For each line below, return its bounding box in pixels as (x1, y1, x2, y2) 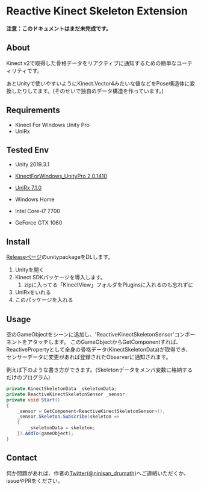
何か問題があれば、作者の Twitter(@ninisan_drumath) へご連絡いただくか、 (6, 470, 190, 477)
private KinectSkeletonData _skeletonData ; (6, 386, 117, 392)
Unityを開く (14, 266, 45, 273)
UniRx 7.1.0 (14, 184, 42, 191)
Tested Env (6, 144, 49, 155)
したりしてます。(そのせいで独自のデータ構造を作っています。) (11, 87, 164, 95)
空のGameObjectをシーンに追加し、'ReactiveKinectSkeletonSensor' (6, 331, 175, 338)
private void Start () (6, 397, 61, 403)
